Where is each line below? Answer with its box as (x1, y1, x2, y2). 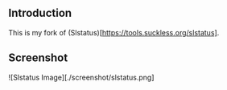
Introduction (8, 6, 72, 20)
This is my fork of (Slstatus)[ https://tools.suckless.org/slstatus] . (8, 27, 220, 37)
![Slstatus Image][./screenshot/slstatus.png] (8, 72, 155, 82)
